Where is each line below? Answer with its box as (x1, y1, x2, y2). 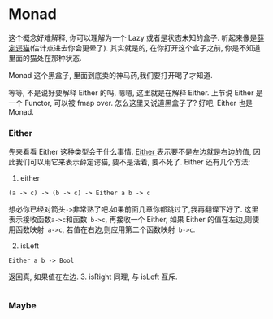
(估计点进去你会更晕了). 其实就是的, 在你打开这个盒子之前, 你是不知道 (29, 42, 262, 53)
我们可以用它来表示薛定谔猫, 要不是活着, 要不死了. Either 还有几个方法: (15, 157, 250, 167)
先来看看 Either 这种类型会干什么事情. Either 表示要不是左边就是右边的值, (8, 147, 252, 157)
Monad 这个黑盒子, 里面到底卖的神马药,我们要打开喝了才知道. (8, 70, 213, 80)
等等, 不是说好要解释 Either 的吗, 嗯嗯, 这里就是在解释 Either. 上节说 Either (8, 87, 254, 98)
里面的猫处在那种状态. (8, 53, 83, 63)
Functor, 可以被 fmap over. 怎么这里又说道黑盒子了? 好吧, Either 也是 (24, 98, 253, 107)
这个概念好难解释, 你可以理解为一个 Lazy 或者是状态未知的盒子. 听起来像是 (8, 33, 258, 42)
